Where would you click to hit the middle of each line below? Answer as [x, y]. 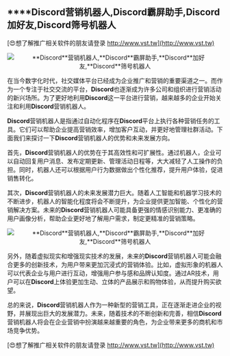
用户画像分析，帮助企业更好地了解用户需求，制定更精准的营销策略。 [103, 218]
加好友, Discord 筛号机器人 [62, 25]
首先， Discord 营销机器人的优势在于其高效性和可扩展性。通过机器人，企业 [111, 152]
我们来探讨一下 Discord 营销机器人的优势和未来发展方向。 [93, 138]
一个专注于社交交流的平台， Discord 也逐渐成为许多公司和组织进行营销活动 [117, 89]
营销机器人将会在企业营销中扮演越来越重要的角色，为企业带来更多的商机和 [112, 322]
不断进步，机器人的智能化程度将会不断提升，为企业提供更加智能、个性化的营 [115, 201]
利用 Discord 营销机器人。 [54, 106]
